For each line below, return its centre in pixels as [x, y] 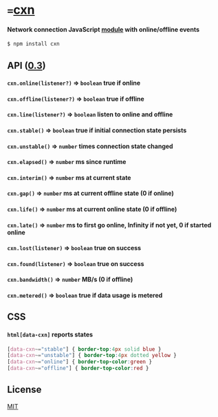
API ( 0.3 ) [26, 65]
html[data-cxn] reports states [50, 334]
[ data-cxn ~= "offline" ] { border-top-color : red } [78, 368]
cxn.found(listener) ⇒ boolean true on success [76, 263]
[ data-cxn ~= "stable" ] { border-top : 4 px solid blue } [84, 349]
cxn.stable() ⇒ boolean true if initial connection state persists [97, 130]
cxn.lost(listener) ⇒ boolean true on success [74, 248]
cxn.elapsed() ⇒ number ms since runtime [67, 162]
